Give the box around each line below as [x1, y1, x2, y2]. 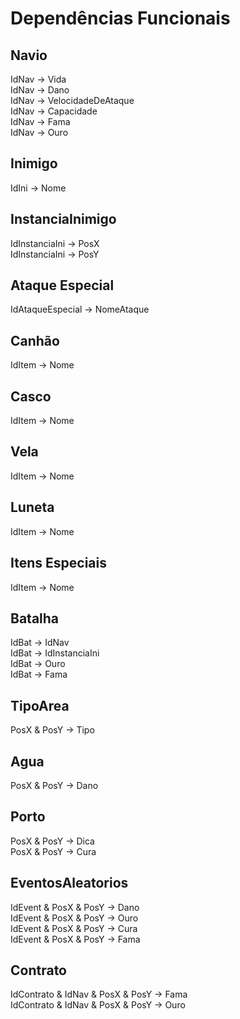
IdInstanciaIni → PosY [10, 248, 100, 260]
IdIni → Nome [10, 182, 67, 194]
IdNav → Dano [10, 84, 70, 96]
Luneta [10, 499, 55, 516]
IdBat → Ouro [10, 658, 66, 670]
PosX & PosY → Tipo [10, 724, 95, 736]
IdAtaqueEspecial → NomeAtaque [10, 303, 150, 316]
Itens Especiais [10, 555, 107, 572]
